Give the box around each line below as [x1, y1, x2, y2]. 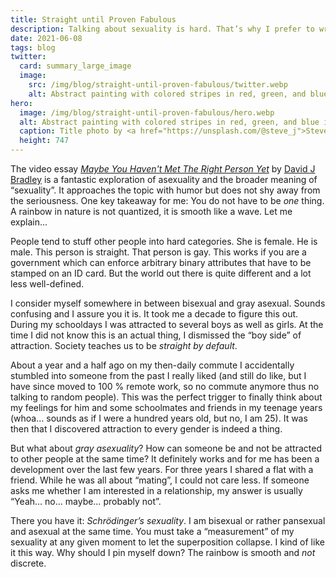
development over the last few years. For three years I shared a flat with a [10, 464, 314, 475]
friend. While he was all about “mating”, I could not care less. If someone [10, 474, 310, 486]
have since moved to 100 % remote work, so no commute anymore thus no [10, 381, 320, 392]
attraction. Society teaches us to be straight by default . [10, 340, 238, 351]
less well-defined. [10, 278, 85, 290]
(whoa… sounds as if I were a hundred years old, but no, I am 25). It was [10, 412, 308, 424]
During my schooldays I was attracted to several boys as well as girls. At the [10, 319, 324, 330]
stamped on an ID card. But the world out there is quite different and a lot [10, 267, 312, 279]
